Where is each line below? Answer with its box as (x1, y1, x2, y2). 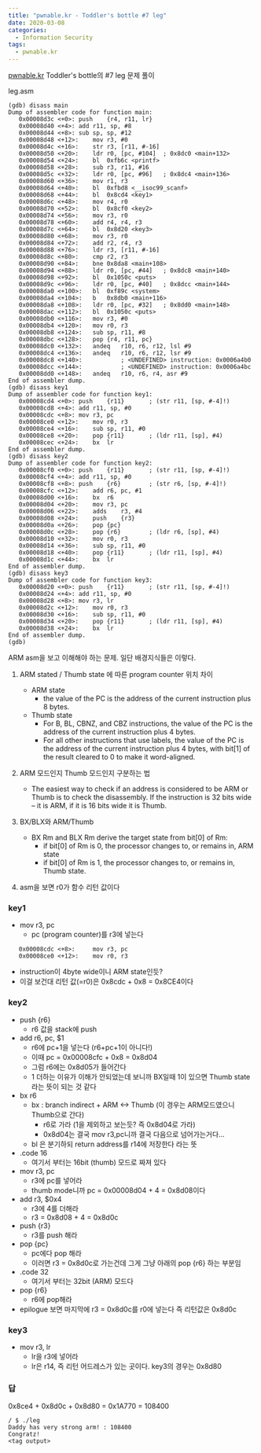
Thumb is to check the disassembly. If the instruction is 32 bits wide (31, 793, 252, 802)
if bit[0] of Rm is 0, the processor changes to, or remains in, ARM (42, 841, 254, 850)
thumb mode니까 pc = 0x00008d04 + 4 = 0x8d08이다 (31, 1185, 206, 1195)
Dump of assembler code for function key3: (8, 576, 153, 584)
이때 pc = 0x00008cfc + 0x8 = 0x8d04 (31, 1052, 158, 1061)
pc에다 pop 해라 (31, 1248, 83, 1258)
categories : (8, 26, 47, 34)
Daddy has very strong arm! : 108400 (8, 1424, 132, 1432)
